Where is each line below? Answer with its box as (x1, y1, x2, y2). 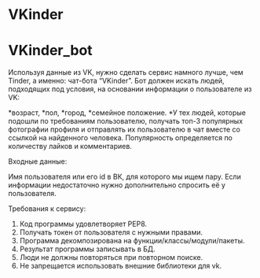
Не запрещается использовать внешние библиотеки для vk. (19, 261, 222, 271)
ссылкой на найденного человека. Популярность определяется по (8, 133, 233, 143)
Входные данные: (8, 157, 68, 166)
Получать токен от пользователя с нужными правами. (19, 228, 203, 237)
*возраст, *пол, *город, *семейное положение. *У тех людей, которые (8, 108, 246, 117)
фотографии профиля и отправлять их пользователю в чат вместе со (8, 124, 241, 135)
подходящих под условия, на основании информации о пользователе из (8, 84, 252, 94)
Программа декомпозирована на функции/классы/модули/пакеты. (19, 236, 245, 246)
